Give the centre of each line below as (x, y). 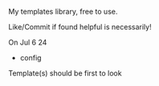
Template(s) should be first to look (65, 73)
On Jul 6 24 (28, 42)
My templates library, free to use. (63, 12)
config (31, 58)
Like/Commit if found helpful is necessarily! (80, 27)
